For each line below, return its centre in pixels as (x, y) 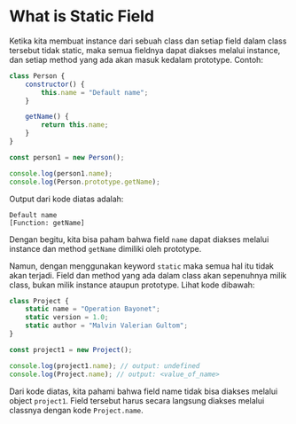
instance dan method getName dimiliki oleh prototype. (105, 248)
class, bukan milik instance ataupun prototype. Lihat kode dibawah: (132, 285)
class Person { (37, 76)
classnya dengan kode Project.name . (76, 410)
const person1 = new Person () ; (67, 157)
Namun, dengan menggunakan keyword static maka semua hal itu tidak (142, 266)
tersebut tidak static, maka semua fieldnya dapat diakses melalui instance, (145, 50)
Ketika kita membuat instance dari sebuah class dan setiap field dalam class (148, 41)
